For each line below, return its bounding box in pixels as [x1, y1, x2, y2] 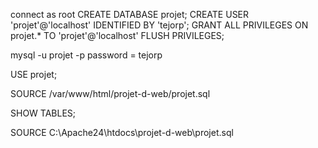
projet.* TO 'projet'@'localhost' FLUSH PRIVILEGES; [10, 30, 225, 41]
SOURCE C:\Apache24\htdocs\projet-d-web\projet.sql [10, 127, 234, 138]
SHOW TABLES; [10, 107, 77, 119]
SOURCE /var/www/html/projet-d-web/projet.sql [10, 88, 211, 99]
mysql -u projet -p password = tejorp [10, 49, 163, 61]
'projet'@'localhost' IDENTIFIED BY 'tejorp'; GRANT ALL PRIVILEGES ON [10, 19, 309, 31]
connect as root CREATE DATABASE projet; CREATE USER [10, 9, 250, 20]
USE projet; [10, 69, 58, 80]
